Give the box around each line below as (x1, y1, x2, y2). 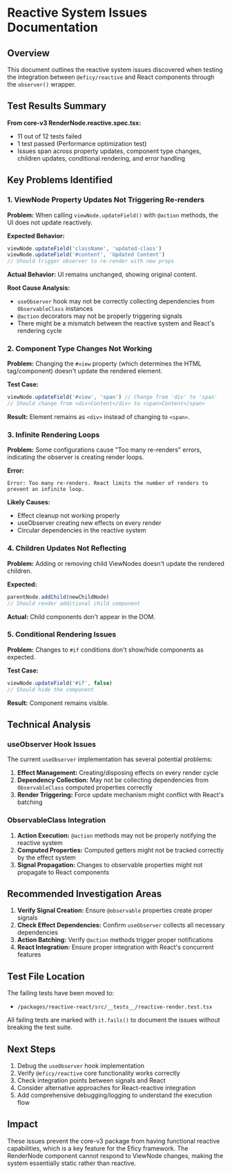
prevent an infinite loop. (7, 486, 85, 493)
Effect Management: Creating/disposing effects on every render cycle (17, 769, 219, 777)
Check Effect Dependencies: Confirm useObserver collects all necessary (17, 921, 225, 930)
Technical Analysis (7, 718, 91, 730)
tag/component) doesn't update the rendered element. (7, 367, 163, 375)
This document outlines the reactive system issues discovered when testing (7, 66, 223, 73)
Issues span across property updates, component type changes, (17, 147, 202, 155)
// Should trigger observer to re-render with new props (7, 258, 175, 265)
